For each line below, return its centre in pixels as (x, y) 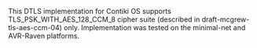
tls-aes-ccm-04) (35, 27)
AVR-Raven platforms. (44, 36)
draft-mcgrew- (226, 19)
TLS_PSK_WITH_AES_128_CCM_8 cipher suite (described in (104, 19)
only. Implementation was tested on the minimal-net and (155, 27)
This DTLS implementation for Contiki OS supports (90, 11)
